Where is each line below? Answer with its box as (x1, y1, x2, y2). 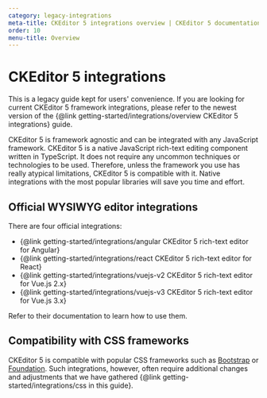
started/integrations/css (8, 381, 87, 390)
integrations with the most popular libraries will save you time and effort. (8, 177, 245, 187)
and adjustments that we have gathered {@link (8, 372, 161, 381)
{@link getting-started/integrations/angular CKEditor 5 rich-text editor (19, 237, 249, 246)
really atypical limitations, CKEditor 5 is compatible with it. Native (8, 168, 221, 179)
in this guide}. (88, 381, 133, 390)
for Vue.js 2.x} (19, 279, 68, 288)
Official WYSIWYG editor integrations (8, 200, 199, 214)
